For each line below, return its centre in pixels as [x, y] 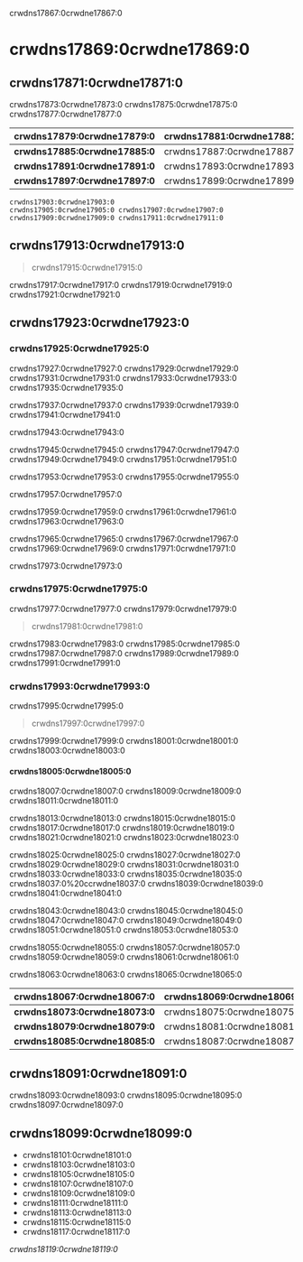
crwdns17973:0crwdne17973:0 [66, 566]
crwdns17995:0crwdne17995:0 [66, 706]
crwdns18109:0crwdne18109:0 [78, 1193]
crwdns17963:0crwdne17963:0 [67, 521]
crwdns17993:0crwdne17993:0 [80, 686]
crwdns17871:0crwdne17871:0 [96, 83]
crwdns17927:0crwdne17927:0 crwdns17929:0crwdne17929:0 [124, 368]
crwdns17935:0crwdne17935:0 [66, 387]
